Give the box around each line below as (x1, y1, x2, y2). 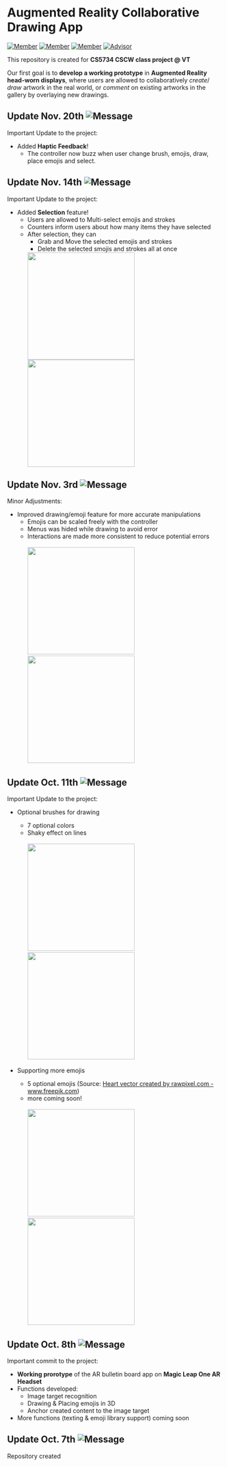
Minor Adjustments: (7, 497, 63, 505)
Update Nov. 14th (7, 176, 82, 188)
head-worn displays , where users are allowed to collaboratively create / (7, 76, 210, 84)
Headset (16, 1378, 42, 1385)
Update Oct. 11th (7, 776, 79, 788)
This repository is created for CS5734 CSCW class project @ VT (7, 55, 191, 63)
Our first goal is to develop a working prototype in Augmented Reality (7, 69, 207, 77)
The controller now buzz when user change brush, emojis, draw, (27, 149, 209, 157)
